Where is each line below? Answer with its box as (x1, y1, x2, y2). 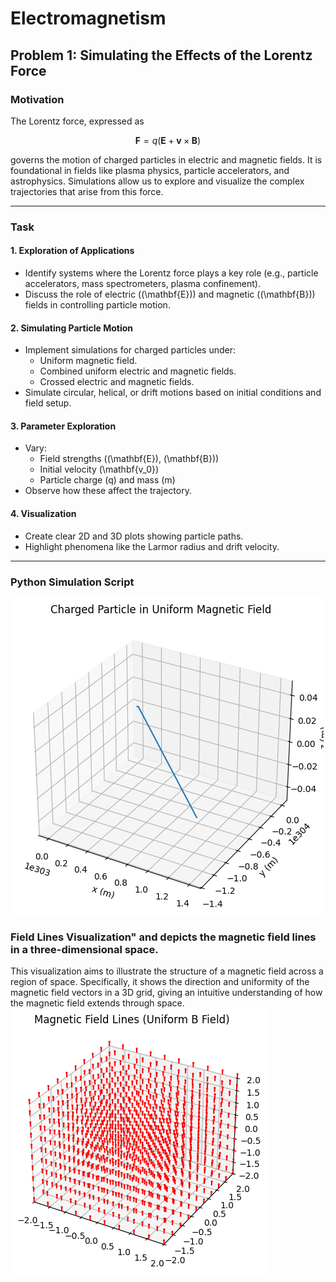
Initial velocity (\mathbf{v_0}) (39, 463, 160, 476)
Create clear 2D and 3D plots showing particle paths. (24, 530, 244, 542)
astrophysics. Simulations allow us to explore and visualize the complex (10, 175, 305, 187)
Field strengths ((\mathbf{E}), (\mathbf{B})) (39, 453, 220, 465)
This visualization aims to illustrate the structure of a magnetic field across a (10, 965, 324, 977)
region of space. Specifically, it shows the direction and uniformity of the (10, 976, 310, 988)
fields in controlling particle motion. (24, 299, 171, 311)
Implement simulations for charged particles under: (24, 344, 237, 356)
